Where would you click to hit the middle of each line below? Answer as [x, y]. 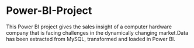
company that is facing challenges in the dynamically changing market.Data [97, 32]
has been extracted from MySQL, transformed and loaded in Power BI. [91, 39]
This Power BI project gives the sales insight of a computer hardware [89, 27]
